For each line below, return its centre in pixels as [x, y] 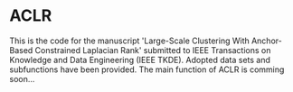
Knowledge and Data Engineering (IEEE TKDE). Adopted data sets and [140, 60]
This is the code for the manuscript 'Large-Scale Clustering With [130, 41]
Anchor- [267, 41]
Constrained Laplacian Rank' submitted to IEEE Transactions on [153, 50]
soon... [22, 78]
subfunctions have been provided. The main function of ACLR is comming [147, 69]
